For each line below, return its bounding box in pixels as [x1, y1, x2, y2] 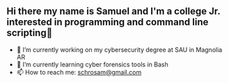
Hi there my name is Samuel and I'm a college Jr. [6, 6, 221, 17]
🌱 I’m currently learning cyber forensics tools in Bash [16, 60, 168, 68]
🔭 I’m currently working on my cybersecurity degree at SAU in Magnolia [16, 45, 223, 54]
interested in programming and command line [6, 17, 209, 28]
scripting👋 [6, 27, 53, 39]
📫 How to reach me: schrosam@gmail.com [16, 68, 142, 76]
